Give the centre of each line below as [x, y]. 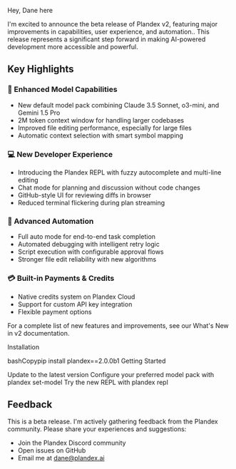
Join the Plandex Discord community [72, 443]
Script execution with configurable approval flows [91, 252]
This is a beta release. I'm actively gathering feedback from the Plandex [113, 422]
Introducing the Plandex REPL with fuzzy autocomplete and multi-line [119, 172]
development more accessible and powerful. [73, 47]
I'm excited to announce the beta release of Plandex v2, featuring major [113, 24]
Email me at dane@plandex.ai [61, 458]
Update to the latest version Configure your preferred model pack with [111, 374]
